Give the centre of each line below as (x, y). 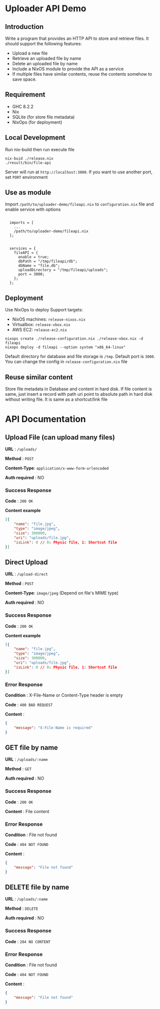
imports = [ (22, 223)
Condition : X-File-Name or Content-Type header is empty (64, 695)
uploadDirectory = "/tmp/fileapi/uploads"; (63, 270)
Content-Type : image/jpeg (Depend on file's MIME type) (62, 593)
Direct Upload (26, 562)
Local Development (35, 138)
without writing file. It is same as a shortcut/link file (56, 399)
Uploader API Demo (46, 9)
